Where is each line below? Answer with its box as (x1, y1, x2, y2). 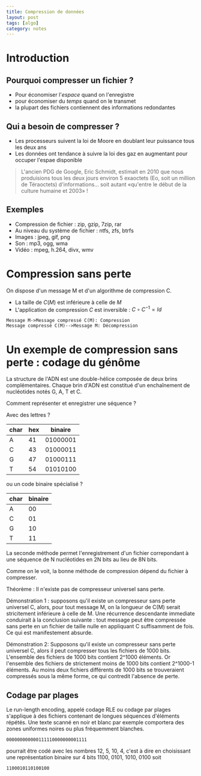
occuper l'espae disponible (14, 157, 83, 164)
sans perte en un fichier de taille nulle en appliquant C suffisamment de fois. (6, 623, 195, 630)
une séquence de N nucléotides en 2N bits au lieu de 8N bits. (6, 556, 158, 563)
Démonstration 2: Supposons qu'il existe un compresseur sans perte (6, 641, 176, 648)
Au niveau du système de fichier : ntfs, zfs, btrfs (14, 226, 134, 234)
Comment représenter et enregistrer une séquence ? (6, 400, 137, 407)
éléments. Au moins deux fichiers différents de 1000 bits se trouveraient (6, 666, 184, 673)
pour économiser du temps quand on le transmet (14, 97, 136, 105)
